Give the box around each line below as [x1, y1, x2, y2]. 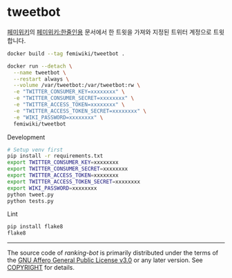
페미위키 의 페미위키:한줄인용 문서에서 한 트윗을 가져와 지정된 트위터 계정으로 [7, 28, 212, 36]
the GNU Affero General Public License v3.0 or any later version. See [7, 256, 203, 264]
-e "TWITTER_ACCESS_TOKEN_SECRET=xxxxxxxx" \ [13, 108, 147, 115]
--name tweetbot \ [13, 69, 67, 76]
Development [7, 132, 46, 141]
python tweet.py [7, 191, 54, 198]
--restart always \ [13, 75, 70, 83]
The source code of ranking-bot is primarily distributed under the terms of [7, 249, 219, 257]
